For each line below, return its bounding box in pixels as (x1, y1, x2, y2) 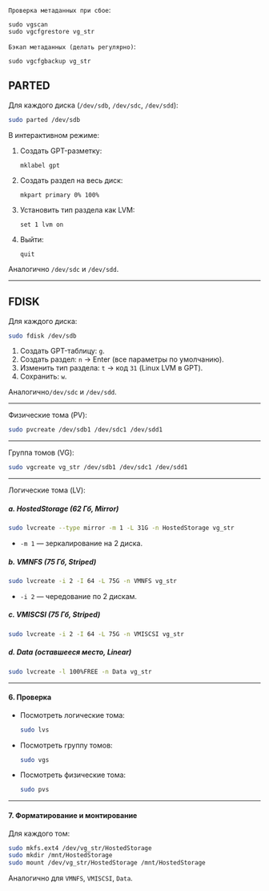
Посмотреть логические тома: (19, 710, 126, 719)
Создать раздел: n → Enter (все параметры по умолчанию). (19, 354, 224, 364)
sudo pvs (19, 786, 50, 794)
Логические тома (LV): (8, 485, 86, 495)
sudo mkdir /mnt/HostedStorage (8, 852, 113, 860)
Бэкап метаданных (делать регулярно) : (8, 42, 136, 51)
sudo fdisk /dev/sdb (8, 331, 78, 340)
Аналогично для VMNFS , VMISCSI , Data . (8, 873, 134, 883)
